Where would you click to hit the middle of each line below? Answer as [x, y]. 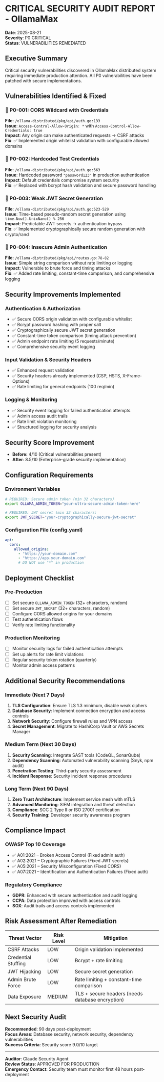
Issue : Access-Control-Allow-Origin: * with [50, 126]
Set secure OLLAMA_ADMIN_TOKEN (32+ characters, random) [70, 603]
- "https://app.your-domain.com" [52, 558]
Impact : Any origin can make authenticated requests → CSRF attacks [75, 135]
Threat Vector [25, 938]
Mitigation [115, 938]
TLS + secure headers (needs [109, 993]
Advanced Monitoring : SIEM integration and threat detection [73, 804]
